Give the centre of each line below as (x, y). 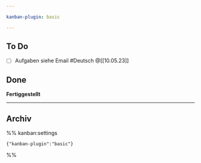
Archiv (19, 119)
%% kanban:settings (32, 133)
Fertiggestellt (23, 94)
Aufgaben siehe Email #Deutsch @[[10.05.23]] (72, 61)
